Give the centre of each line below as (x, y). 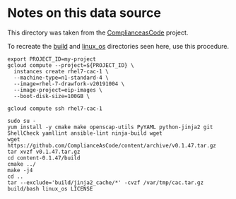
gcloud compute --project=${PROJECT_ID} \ (71, 65)
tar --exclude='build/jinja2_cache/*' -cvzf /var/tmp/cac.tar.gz (105, 182)
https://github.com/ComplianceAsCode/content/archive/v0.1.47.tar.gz (112, 145)
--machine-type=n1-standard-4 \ (61, 78)
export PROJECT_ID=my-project (52, 59)
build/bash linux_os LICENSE (50, 188)
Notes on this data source (84, 13)
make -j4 (20, 170)
